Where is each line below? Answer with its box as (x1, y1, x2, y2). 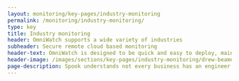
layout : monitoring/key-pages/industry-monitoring (7, 10, 161, 18)
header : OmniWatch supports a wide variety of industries (7, 37, 183, 44)
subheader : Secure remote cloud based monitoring (7, 43, 158, 50)
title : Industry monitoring (7, 30, 91, 37)
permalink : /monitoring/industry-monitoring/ (7, 17, 144, 24)
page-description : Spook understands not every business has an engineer (7, 63, 231, 70)
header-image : (7, 56, 50, 63)
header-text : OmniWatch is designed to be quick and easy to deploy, (7, 50, 218, 57)
